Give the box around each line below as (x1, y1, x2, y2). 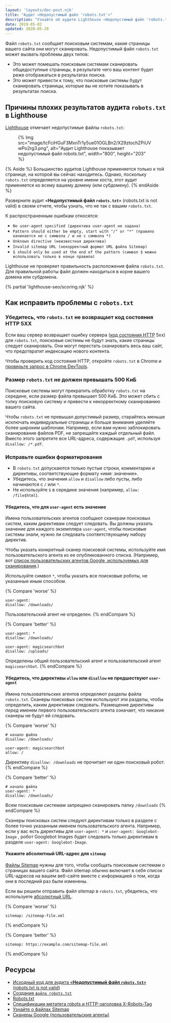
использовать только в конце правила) (12, 254, 95, 259)
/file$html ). (12, 492, 39, 499)
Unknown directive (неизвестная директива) (12, 239, 107, 244)
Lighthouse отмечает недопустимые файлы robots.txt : (5, 124, 125, 130)
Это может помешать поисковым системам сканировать (12, 61, 138, 67)
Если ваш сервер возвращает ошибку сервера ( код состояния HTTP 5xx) (5, 332, 165, 338)
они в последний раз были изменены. (5, 878, 88, 884)
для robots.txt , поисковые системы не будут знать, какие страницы (5, 337, 155, 343)
